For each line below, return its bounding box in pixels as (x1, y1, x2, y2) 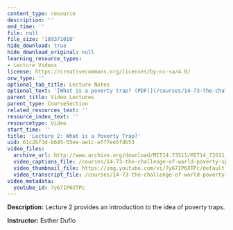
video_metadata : (7, 177, 54, 184)
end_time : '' (7, 23, 45, 30)
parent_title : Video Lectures (7, 94, 95, 101)
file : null (7, 29, 39, 37)
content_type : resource (7, 10, 76, 17)
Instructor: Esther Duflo (7, 216, 76, 225)
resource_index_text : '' (7, 113, 79, 120)
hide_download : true (7, 42, 67, 49)
